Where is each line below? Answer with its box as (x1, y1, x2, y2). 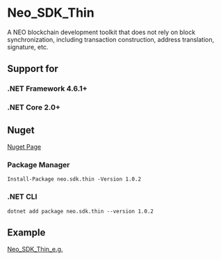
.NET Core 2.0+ (7, 102, 61, 112)
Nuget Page (7, 142, 42, 151)
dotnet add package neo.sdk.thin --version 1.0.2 (7, 208, 154, 215)
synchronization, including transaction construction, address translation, (7, 35, 214, 43)
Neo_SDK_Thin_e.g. (7, 245, 63, 254)
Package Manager (7, 160, 70, 169)
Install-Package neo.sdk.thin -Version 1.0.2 (7, 176, 141, 183)
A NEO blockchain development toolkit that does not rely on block (7, 28, 196, 36)
